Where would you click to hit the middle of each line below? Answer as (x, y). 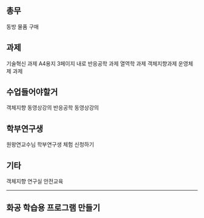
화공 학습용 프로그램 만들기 (53, 208)
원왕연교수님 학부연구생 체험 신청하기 (50, 145)
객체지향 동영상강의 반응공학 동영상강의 (53, 107)
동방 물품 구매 (23, 27)
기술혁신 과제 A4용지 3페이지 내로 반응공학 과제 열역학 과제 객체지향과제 (92, 63)
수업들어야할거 (32, 92)
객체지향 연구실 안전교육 (35, 182)
